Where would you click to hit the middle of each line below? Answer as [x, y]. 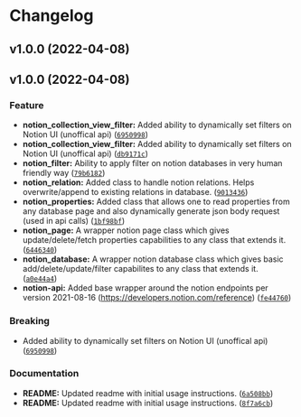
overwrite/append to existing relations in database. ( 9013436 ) [135, 192]
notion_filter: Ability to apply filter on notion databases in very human [152, 163]
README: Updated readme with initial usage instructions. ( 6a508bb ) [148, 393]
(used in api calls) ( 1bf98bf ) [74, 221]
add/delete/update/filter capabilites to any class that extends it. [141, 269]
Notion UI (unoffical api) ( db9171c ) [85, 153]
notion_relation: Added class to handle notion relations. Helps [138, 182]
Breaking [29, 321]
